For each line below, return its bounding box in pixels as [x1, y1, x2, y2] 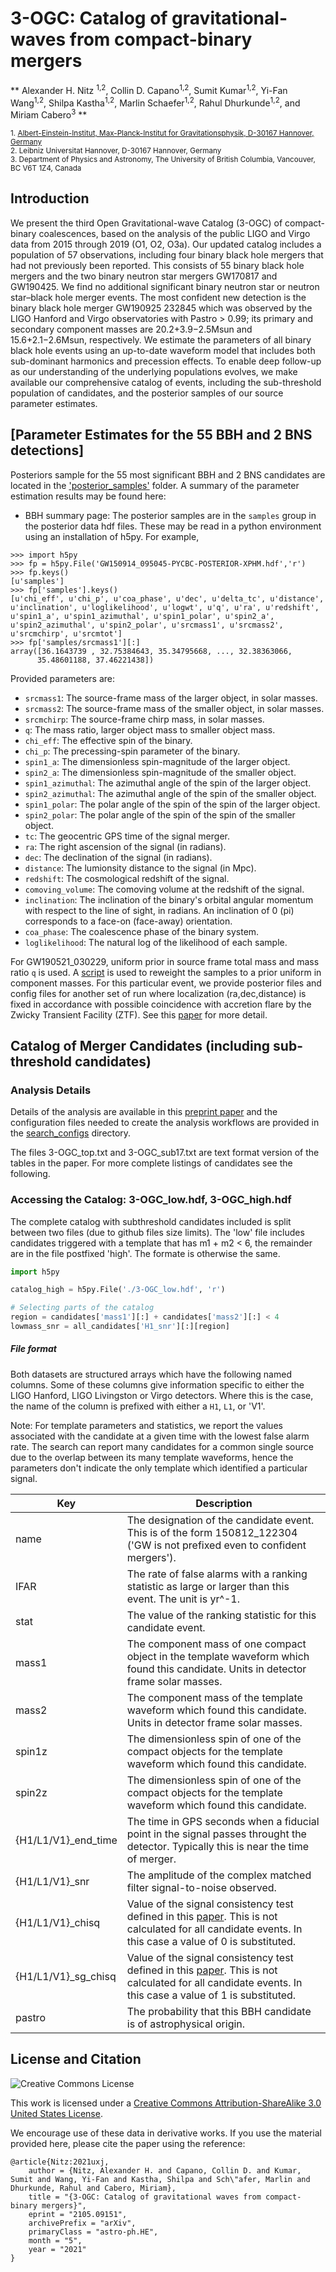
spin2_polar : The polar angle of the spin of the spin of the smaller [24, 808, 296, 821]
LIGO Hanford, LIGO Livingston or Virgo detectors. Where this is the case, [10, 1389, 314, 1401]
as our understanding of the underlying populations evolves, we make [10, 365, 298, 377]
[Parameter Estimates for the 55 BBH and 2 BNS [10, 427, 313, 444]
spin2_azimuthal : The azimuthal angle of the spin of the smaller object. [24, 787, 317, 799]
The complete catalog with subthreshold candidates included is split [10, 1215, 292, 1227]
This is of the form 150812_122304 [126, 1525, 298, 1539]
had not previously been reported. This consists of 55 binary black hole [10, 259, 305, 271]
